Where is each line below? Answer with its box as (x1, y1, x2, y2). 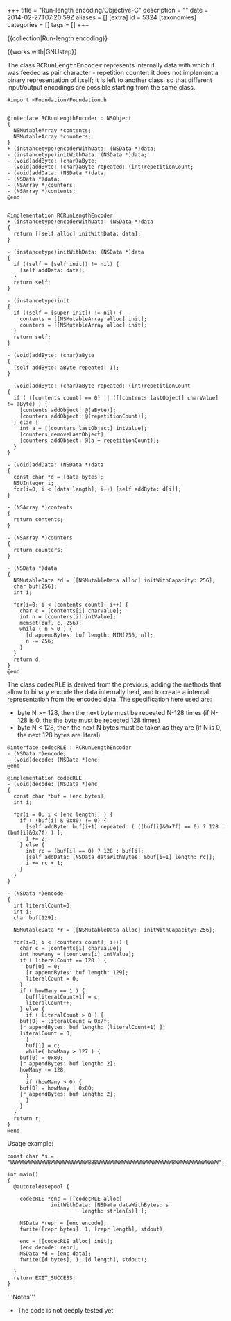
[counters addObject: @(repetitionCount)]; (19, 413, 148, 420)
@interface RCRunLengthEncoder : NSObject (7, 115, 132, 122)
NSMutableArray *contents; (13, 127, 92, 134)
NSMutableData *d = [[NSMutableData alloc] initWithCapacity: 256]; (13, 577, 216, 584)
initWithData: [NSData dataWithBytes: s (51, 1201, 169, 1208)
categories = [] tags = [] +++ (7, 21, 89, 28)
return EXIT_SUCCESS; (13, 1274, 76, 1281)
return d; (13, 656, 42, 663)
